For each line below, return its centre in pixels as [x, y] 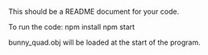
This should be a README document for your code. [94, 12]
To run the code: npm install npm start [72, 27]
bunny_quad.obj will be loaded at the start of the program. [104, 42]
